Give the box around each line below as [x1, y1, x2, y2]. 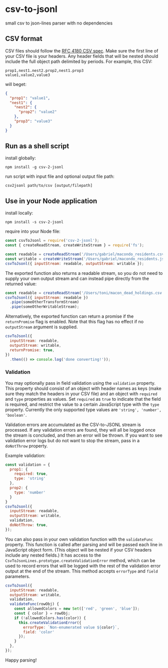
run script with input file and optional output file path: [5, 173, 115, 179]
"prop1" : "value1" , [9, 95, 50, 100]
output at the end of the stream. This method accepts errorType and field [5, 568, 158, 574]
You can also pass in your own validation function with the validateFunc [5, 536, 153, 542]
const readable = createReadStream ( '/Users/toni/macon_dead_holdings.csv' [5, 290, 164, 295]
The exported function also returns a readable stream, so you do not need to [5, 270, 163, 276]
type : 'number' [14, 490, 46, 495]
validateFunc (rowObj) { [9, 602, 59, 607]
